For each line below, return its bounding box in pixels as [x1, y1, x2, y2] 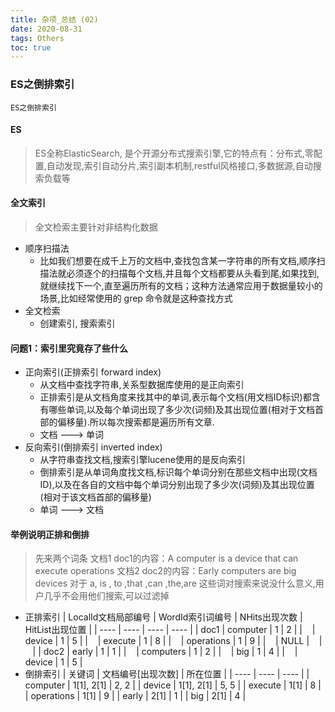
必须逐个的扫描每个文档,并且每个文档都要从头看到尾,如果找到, [66, 267, 320, 279]
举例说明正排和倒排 [10, 528, 90, 540]
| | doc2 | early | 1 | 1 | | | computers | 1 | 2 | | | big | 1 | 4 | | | [32, 646, 298, 658]
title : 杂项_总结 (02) [10, 14, 99, 25]
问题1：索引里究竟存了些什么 [10, 342, 129, 354]
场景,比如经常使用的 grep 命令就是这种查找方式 [39, 292, 233, 304]
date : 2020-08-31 [10, 24, 83, 34]
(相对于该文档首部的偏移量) [39, 491, 152, 503]
